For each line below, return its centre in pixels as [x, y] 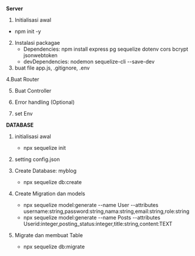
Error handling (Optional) [45, 102]
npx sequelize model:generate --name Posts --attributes [92, 217]
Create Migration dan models [50, 193]
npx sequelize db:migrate [54, 247]
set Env [24, 114]
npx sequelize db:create [53, 182]
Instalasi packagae [37, 43]
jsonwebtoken [40, 55]
